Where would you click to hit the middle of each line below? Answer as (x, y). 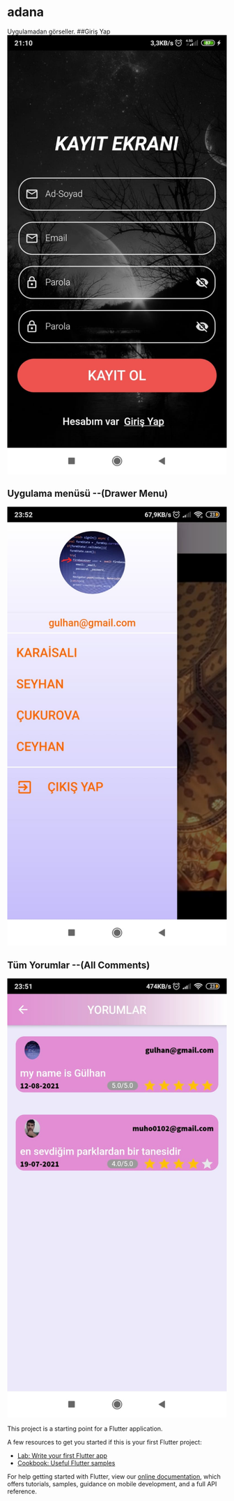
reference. (22, 1491)
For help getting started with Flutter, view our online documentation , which (114, 1476)
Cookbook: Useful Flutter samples (66, 1463)
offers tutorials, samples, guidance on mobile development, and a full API (112, 1484)
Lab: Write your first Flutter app (62, 1455)
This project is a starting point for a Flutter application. (85, 1429)
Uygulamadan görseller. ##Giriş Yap (59, 31)
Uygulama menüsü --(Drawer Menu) (88, 494)
